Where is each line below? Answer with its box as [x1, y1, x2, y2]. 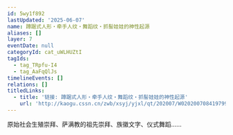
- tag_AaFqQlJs [13, 68, 58, 75]
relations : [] [7, 81, 49, 88]
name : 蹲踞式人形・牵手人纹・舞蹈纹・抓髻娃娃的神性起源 [7, 23, 150, 30]
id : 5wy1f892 [7, 10, 45, 17]
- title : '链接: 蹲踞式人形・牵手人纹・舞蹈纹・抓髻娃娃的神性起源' [13, 94, 189, 101]
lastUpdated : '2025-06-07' [7, 17, 85, 24]
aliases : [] [7, 29, 42, 37]
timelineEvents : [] [7, 74, 64, 82]
